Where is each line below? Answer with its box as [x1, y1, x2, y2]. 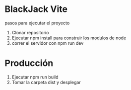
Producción [4, 58, 54, 69]
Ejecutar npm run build [11, 74, 59, 80]
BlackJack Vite [4, 3, 68, 15]
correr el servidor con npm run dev [11, 40, 84, 46]
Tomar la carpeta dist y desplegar [11, 79, 81, 85]
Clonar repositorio [11, 29, 49, 35]
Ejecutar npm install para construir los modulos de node [11, 35, 127, 41]
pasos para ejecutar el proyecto [4, 20, 70, 26]
